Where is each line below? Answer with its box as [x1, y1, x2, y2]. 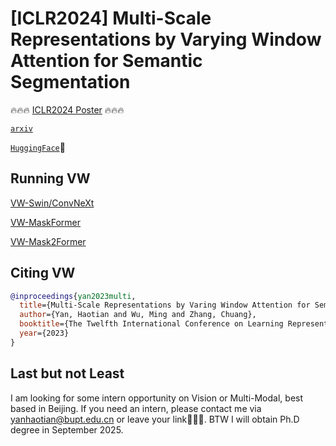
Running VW [10, 170, 91, 187]
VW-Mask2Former [10, 235, 87, 247]
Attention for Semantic [10, 50, 203, 72]
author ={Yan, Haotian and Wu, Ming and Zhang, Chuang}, [19, 310, 257, 320]
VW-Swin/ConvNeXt [10, 197, 95, 209]
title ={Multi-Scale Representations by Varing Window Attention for [19, 300, 311, 311]
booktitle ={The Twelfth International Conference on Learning [19, 319, 284, 329]
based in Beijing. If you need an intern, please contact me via [10, 402, 262, 414]
